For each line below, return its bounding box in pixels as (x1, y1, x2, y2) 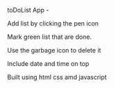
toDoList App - (7, 6, 49, 14)
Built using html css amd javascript (7, 73, 107, 81)
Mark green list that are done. (7, 33, 92, 41)
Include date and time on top (7, 60, 90, 68)
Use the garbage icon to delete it (7, 46, 101, 54)
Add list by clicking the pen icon (7, 19, 99, 27)
